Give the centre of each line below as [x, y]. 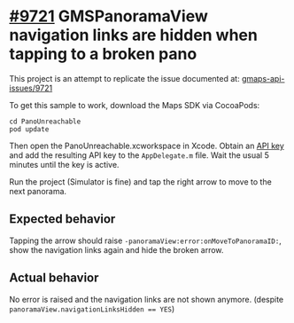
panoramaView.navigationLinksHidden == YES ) [92, 309]
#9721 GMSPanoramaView [108, 16]
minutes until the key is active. [64, 164]
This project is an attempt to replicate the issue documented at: [125, 78]
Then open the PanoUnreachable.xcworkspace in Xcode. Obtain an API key [147, 146]
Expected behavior [62, 219]
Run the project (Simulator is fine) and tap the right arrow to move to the [140, 181]
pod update [29, 129]
